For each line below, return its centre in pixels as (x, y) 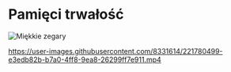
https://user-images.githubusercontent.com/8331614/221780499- (116, 51)
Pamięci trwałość (66, 14)
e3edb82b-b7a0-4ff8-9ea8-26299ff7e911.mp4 (85, 59)
